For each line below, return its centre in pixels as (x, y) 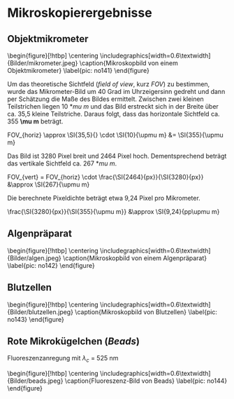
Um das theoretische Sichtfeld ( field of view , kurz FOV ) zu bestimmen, (109, 84)
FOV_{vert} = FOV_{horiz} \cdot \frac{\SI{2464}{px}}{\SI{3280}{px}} (105, 177)
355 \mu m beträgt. (35, 121)
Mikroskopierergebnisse (80, 13)
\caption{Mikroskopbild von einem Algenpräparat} (135, 258)
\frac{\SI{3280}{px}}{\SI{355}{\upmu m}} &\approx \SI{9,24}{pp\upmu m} (114, 211)
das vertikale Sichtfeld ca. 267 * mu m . (62, 163)
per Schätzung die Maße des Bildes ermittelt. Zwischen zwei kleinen (105, 99)
